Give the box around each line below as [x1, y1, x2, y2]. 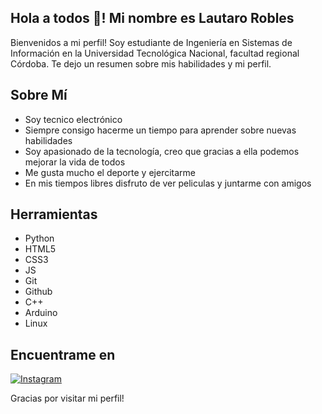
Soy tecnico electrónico [24, 113, 123, 125]
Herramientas [10, 206, 98, 223]
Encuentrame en [10, 346, 116, 363]
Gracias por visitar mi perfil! [10, 392, 125, 405]
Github [24, 286, 53, 298]
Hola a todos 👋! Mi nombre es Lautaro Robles [10, 10, 295, 27]
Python [24, 232, 55, 245]
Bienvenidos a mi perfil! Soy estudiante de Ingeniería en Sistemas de [10, 36, 293, 48]
